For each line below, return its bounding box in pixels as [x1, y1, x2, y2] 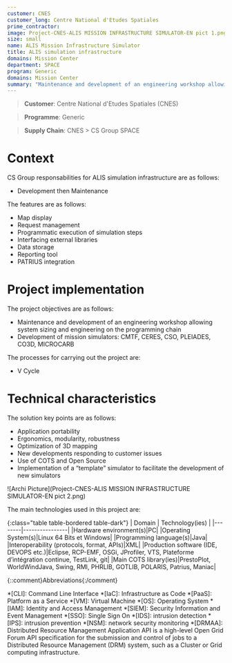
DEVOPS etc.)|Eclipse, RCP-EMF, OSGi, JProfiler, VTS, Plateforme [7, 548, 195, 557]
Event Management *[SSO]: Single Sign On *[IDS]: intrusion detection [7, 612, 207, 620]
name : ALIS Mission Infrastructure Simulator [7, 42, 140, 49]
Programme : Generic [23, 113, 85, 122]
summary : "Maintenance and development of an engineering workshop [7, 81, 206, 88]
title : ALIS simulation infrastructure [7, 49, 122, 56]
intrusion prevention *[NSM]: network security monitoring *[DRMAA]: [23, 619, 223, 627]
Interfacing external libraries [17, 236, 98, 244]
